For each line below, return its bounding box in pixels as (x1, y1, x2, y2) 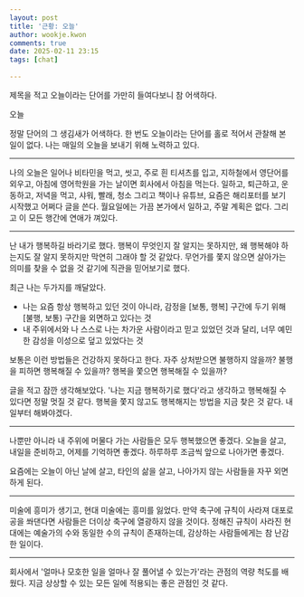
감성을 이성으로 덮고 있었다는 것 (32, 335, 144, 346)
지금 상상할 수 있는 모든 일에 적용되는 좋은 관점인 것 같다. (28, 577, 229, 588)
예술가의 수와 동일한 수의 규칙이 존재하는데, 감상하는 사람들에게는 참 (33, 526, 273, 538)
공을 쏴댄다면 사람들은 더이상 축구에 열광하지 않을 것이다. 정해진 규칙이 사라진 (9, 516, 282, 526)
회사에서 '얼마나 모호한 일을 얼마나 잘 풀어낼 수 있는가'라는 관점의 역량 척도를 (9, 566, 280, 577)
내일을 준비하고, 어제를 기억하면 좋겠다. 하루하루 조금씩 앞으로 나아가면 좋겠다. (9, 446, 285, 457)
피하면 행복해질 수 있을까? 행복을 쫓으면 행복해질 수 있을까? (18, 365, 228, 376)
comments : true (9, 38, 67, 48)
